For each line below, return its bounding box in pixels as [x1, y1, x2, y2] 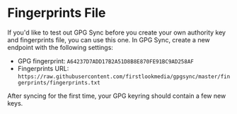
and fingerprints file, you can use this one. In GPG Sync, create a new [7, 35, 210, 44]
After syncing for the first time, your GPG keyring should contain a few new [7, 91, 226, 100]
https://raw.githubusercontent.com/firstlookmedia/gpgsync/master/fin [17, 72, 231, 80]
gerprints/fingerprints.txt [17, 79, 100, 86]
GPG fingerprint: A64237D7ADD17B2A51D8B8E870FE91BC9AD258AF [17, 56, 195, 65]
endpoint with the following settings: [7, 43, 113, 51]
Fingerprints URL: [17, 64, 69, 72]
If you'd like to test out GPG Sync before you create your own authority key [7, 28, 226, 37]
